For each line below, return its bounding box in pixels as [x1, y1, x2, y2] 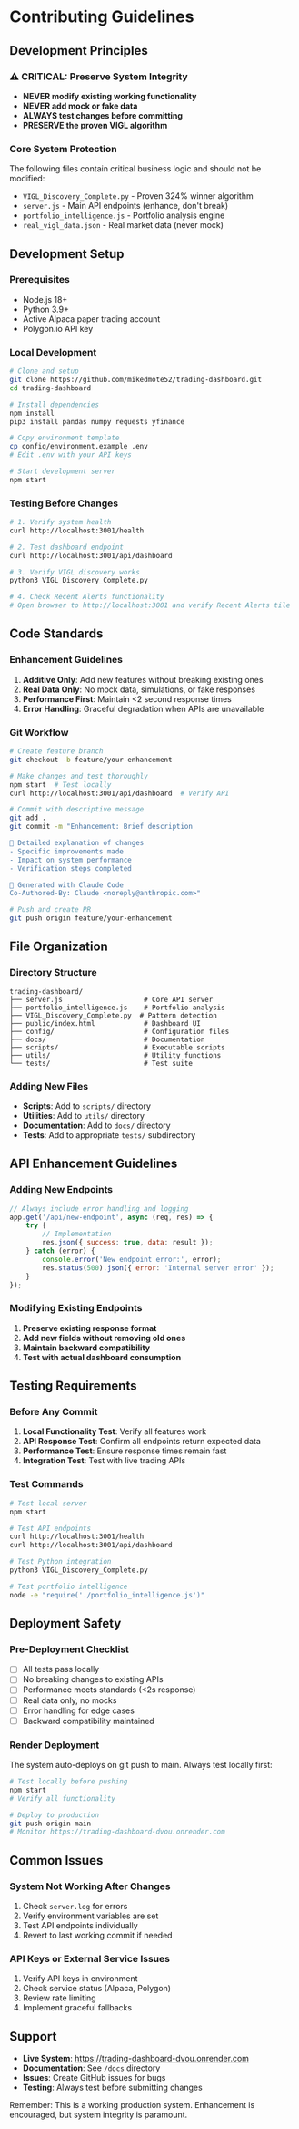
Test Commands [9, 1478, 84, 1491]
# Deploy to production [9, 1810, 100, 1820]
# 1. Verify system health [9, 518, 112, 527]
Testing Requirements [9, 1379, 137, 1394]
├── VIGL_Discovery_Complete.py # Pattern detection [9, 1010, 218, 1020]
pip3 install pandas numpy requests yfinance [9, 417, 184, 426]
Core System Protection [9, 142, 117, 155]
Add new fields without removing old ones [22, 1332, 186, 1343]
